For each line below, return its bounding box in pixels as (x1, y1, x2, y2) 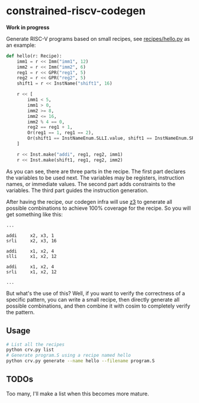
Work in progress (6, 24, 50, 31)
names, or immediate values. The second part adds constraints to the (6, 180, 176, 187)
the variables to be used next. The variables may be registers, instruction (6, 174, 185, 181)
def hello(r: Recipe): (6, 53, 62, 59)
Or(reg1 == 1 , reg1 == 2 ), (27, 130, 94, 136)
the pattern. (6, 308, 35, 315)
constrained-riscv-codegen (6, 4, 146, 18)
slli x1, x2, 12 (6, 253, 57, 259)
